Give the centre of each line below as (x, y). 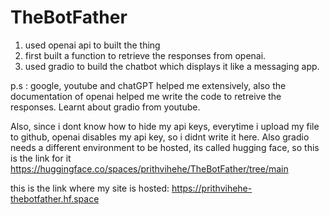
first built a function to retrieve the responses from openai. (145, 55)
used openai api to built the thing (92, 45)
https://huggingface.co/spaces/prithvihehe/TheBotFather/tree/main (149, 168)
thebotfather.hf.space (55, 198)
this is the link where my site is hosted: (90, 188)
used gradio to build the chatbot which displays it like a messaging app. (172, 66)
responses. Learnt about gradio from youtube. (105, 107)
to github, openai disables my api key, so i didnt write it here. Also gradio (160, 137)
